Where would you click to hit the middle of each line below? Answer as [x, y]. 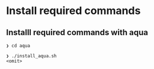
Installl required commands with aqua [77, 32]
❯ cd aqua [18, 46]
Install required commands [73, 11]
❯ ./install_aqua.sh [32, 56]
